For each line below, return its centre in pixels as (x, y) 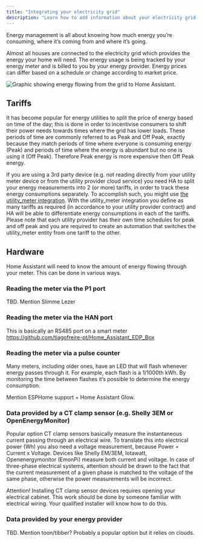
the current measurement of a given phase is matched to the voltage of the (100, 473)
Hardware (25, 252)
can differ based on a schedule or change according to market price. (92, 72)
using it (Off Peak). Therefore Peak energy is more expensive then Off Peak (100, 157)
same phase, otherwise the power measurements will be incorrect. (89, 479)
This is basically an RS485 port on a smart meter (67, 331)
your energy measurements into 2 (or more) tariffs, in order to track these (98, 188)
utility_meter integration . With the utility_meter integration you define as (95, 200)
